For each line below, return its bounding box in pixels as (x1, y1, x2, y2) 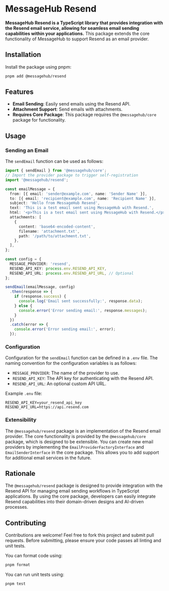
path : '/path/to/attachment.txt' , (18, 233, 92, 239)
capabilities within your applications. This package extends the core (5, 30, 150, 36)
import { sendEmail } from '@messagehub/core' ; (5, 168, 107, 173)
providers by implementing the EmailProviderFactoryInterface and (5, 444, 144, 450)
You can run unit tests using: (5, 571, 64, 578)
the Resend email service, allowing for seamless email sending (5, 25, 139, 31)
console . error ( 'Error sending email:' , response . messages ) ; (18, 308, 147, 313)
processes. (5, 504, 29, 510)
